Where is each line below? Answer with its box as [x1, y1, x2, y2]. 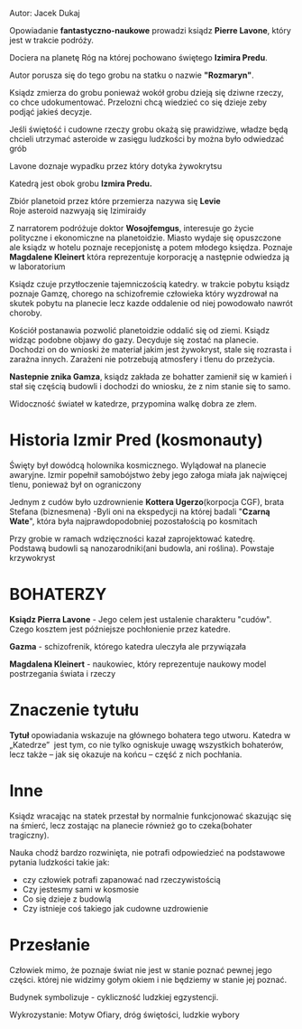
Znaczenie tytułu [9, 700, 140, 721]
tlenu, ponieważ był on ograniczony [9, 479, 142, 490]
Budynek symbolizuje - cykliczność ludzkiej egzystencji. [9, 991, 219, 1002]
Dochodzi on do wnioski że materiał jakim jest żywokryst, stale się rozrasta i [9, 344, 292, 355]
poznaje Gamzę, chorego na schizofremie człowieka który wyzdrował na [9, 288, 279, 299]
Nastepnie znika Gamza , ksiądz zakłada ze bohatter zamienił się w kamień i [9, 371, 292, 382]
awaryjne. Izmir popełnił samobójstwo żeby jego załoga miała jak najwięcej [9, 469, 288, 480]
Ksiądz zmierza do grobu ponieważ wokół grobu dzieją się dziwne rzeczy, [9, 88, 284, 98]
